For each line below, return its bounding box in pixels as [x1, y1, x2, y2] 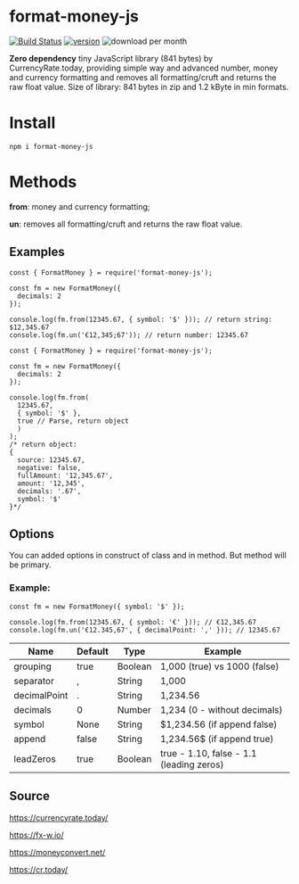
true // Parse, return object [17, 417, 129, 425]
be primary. [9, 559, 52, 570]
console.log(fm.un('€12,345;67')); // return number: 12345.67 [9, 330, 249, 340]
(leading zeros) [159, 758, 224, 771]
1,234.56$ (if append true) [159, 732, 274, 745]
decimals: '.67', [17, 486, 82, 496]
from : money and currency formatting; [9, 201, 150, 211]
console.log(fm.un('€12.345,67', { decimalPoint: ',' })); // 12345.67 [9, 625, 280, 634]
